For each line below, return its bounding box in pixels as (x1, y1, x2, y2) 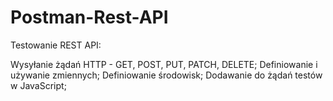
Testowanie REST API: (10, 39, 102, 51)
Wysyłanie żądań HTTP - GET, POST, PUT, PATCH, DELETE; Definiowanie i (10, 58, 318, 70)
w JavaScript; (10, 79, 67, 91)
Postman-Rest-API (10, 6, 169, 29)
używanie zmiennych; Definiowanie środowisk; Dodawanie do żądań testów (10, 69, 323, 81)
